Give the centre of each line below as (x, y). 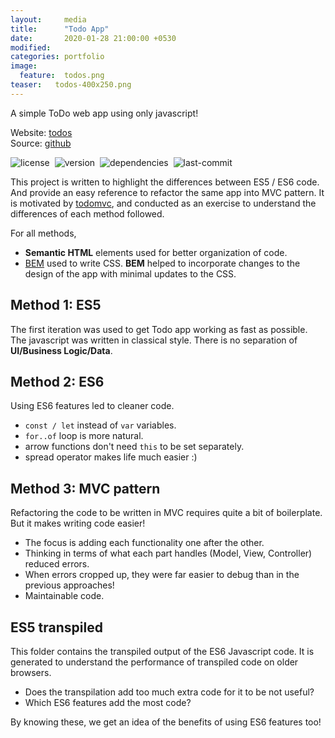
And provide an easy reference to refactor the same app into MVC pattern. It (167, 192)
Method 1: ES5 (56, 305)
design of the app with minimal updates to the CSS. (130, 273)
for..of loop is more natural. (84, 436)
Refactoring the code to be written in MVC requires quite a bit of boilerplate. (166, 513)
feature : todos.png (62, 76)
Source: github (41, 143)
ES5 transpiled (56, 627)
